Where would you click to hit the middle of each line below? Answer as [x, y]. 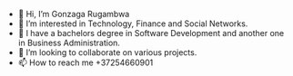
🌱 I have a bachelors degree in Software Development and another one [151, 33]
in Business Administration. [69, 43]
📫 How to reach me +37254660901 [86, 62]
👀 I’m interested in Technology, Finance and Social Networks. [133, 24]
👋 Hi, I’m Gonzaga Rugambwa [74, 14]
